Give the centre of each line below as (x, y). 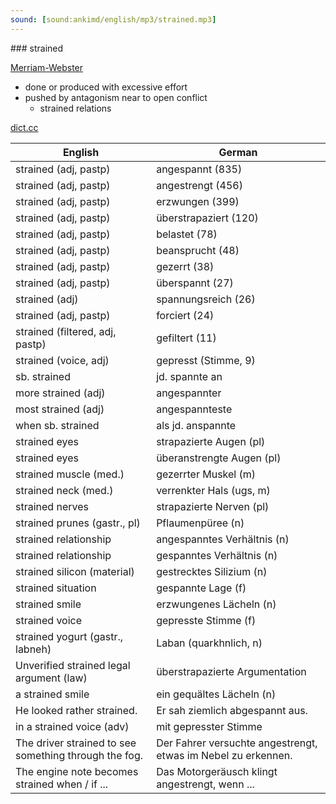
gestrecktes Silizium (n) (212, 571)
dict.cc (24, 127)
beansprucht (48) (198, 250)
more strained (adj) (60, 393)
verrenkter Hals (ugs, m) (213, 490)
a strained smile (52, 694)
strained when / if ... (62, 784)
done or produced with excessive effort (106, 87)
